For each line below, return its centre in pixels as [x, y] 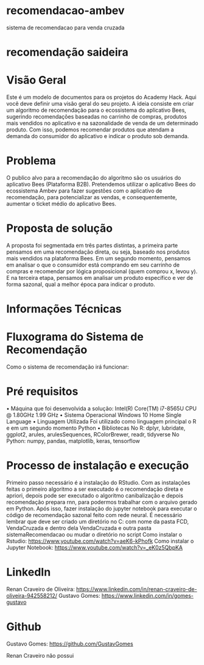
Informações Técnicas [64, 309]
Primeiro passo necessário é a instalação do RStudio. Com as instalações [98, 482]
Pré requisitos [42, 391]
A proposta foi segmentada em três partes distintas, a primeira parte [92, 245]
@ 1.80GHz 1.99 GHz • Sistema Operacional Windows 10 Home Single [94, 415]
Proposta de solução [59, 228]
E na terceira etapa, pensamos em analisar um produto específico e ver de [100, 277]
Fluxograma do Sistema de [75, 337]
